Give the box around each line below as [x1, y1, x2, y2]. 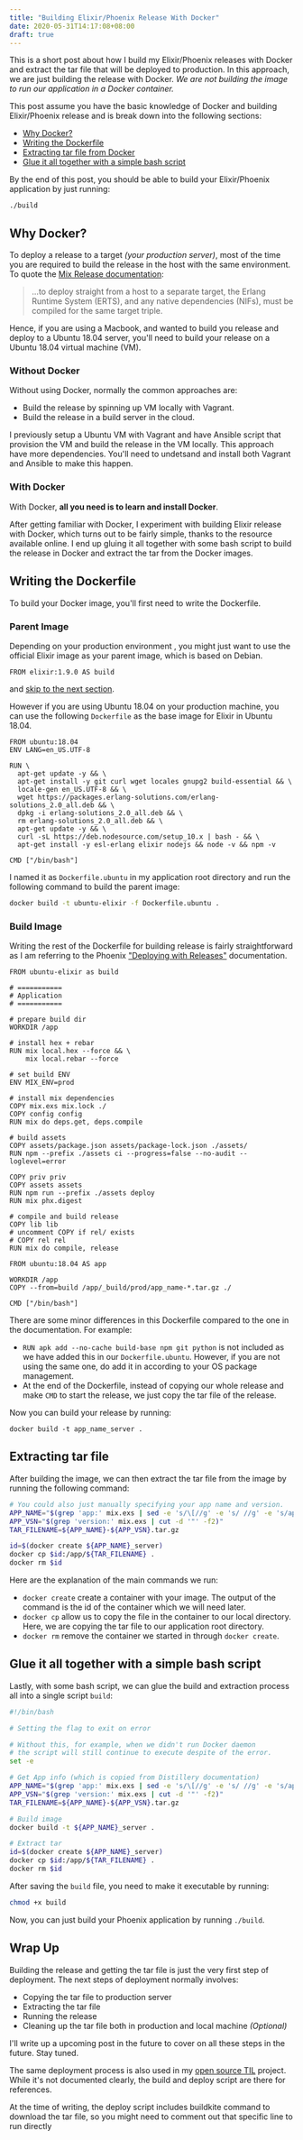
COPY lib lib [9, 1220, 59, 1229]
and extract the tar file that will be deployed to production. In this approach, [9, 64, 290, 75]
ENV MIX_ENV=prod [9, 1079, 75, 1088]
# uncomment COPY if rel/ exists [9, 1228, 135, 1237]
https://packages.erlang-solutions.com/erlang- [37, 793, 220, 802]
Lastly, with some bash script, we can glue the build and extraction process [9, 1680, 290, 1691]
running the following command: [9, 1483, 130, 1493]
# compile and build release [9, 1212, 119, 1222]
